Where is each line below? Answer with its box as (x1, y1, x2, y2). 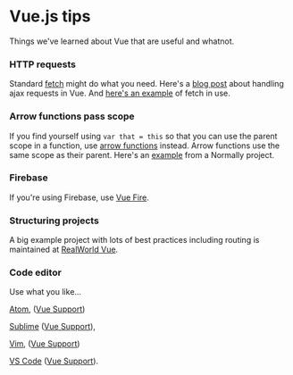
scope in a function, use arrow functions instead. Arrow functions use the (9, 140, 280, 151)
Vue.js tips (9, 6, 91, 27)
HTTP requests (9, 58, 76, 71)
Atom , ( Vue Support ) (9, 304, 86, 314)
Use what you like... (9, 287, 82, 297)
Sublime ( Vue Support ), (9, 321, 96, 332)
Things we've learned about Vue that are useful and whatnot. (9, 36, 235, 46)
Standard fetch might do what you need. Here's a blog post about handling (9, 79, 284, 89)
